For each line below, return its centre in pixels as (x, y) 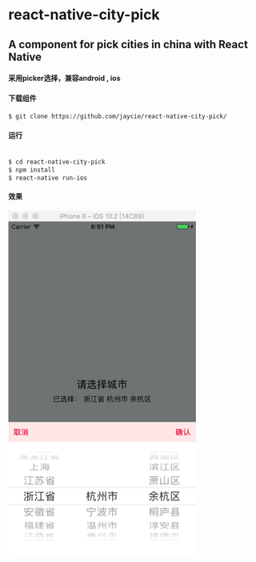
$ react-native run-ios (48, 178)
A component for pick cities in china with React (128, 44)
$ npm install (32, 170)
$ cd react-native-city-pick (57, 162)
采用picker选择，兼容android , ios (65, 79)
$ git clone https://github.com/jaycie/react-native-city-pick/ (118, 117)
